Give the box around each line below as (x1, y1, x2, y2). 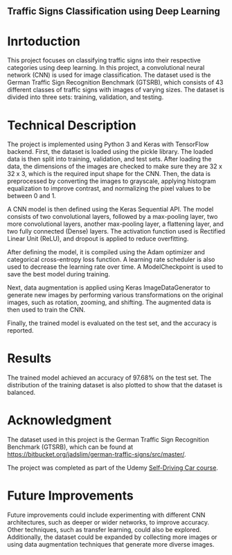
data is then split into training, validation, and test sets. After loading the (7, 155, 212, 164)
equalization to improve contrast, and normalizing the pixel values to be (7, 184, 211, 193)
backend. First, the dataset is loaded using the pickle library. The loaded (7, 148, 213, 156)
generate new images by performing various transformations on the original (7, 291, 224, 299)
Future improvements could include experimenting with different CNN (7, 511, 206, 519)
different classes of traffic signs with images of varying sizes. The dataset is (7, 86, 225, 94)
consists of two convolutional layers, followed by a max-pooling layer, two (7, 213, 218, 221)
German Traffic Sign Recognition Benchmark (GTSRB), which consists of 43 (7, 78, 224, 87)
